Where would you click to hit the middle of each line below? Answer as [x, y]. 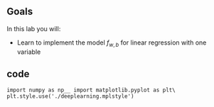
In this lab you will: [34, 28]
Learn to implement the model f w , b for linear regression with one [112, 43]
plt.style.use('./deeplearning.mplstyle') [70, 96]
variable [29, 52]
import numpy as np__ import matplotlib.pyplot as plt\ [91, 90]
